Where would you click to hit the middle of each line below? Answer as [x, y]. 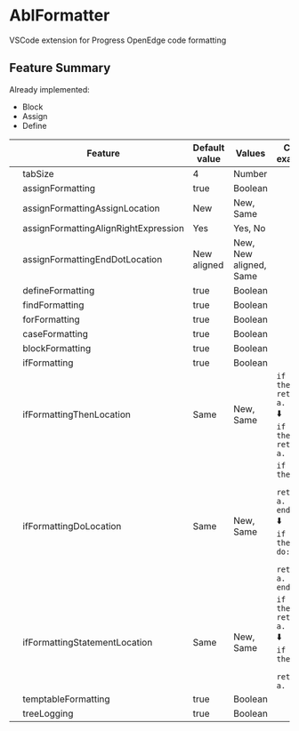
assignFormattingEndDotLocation [93, 259]
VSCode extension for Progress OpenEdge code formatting [118, 40]
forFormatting [51, 319]
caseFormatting [56, 333]
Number [250, 173]
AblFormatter [60, 16]
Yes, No [249, 228]
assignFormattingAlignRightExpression [104, 228]
